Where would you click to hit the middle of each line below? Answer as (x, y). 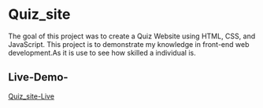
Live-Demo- (38, 77)
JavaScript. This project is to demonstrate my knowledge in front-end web (129, 44)
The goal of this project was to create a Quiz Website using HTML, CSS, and (132, 36)
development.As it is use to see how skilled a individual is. (102, 52)
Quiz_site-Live (31, 96)
